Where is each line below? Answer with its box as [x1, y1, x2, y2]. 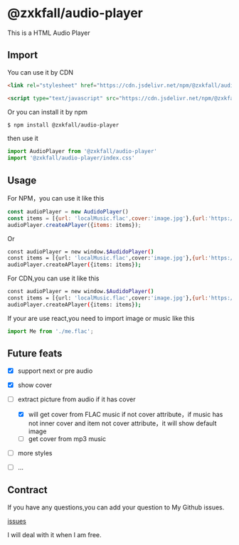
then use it [7, 134, 38, 143]
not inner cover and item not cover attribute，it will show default [28, 418, 217, 428]
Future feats [7, 347, 63, 360]
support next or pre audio [17, 366, 93, 375]
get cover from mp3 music [28, 434, 107, 443]
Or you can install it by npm [7, 107, 87, 116]
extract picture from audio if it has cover [17, 395, 137, 403]
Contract [7, 484, 48, 496]
